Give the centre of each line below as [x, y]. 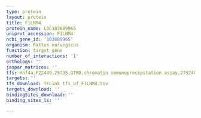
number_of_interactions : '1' [42, 56]
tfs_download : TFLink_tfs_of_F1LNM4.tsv [57, 84]
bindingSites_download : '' [40, 95]
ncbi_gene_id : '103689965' [40, 39]
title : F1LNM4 [24, 23]
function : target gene [34, 51]
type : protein [24, 12]
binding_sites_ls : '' [33, 100]
